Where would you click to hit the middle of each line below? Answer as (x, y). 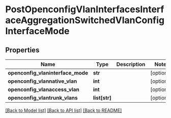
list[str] (102, 98)
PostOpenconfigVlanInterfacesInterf (85, 9)
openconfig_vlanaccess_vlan (44, 89)
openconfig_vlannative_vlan (42, 81)
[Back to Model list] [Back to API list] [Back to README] (64, 110)
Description (131, 64)
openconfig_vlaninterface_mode (48, 73)
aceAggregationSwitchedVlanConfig (85, 20)
